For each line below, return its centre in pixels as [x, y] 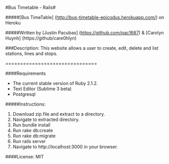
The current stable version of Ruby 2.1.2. [55, 83]
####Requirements [26, 73]
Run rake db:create [33, 130]
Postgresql [24, 94]
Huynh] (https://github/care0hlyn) [41, 38]
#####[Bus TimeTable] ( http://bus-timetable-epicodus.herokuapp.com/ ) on [85, 17]
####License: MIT [25, 157]
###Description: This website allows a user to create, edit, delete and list [82, 48]
